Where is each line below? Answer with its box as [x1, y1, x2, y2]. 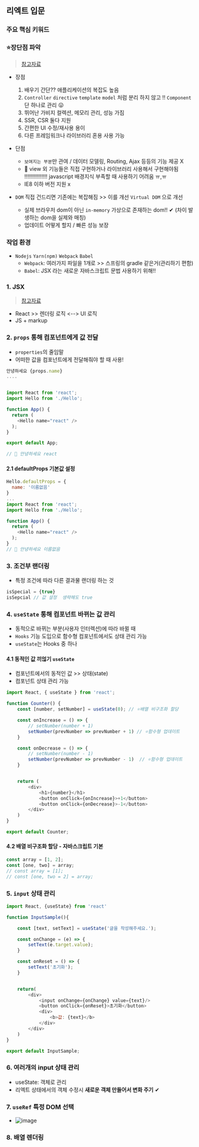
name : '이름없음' [12, 484, 50, 491]
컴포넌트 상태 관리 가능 [15, 677, 69, 685]
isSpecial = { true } [6, 589, 56, 595]
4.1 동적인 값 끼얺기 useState [6, 655, 75, 663]
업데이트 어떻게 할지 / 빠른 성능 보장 [24, 221, 109, 229]
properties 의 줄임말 [15, 348, 64, 356]
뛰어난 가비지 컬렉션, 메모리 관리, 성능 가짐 [24, 109, 125, 116]
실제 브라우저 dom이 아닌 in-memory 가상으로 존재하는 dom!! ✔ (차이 [24, 206, 187, 213]
